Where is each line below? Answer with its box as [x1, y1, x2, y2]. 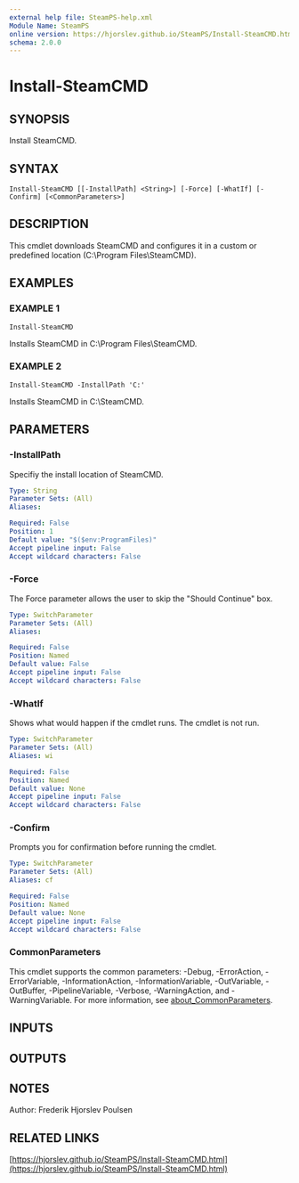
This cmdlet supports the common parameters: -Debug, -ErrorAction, [9, 966, 264, 976]
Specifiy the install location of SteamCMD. [9, 469, 164, 479]
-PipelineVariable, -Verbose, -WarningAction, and [48, 985, 230, 996]
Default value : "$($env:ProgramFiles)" [9, 535, 158, 544]
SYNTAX [9, 161, 60, 176]
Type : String [9, 486, 58, 495]
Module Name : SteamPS [9, 21, 90, 30]
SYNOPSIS [9, 111, 70, 126]
